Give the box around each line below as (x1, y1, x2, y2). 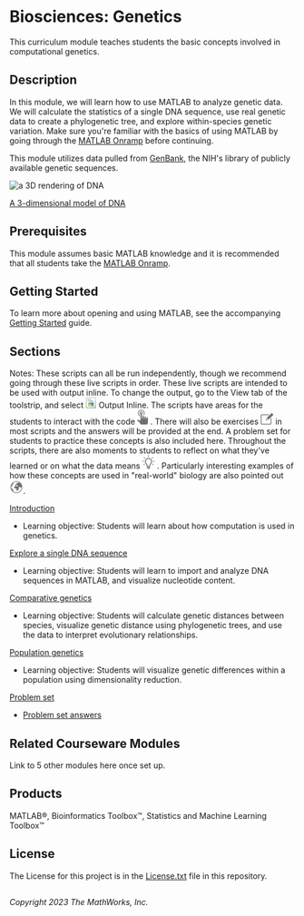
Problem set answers (22, 710, 103, 721)
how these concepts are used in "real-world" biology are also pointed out (9, 470, 284, 481)
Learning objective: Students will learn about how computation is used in (22, 520, 295, 532)
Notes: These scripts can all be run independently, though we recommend (9, 368, 288, 379)
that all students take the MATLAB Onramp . (9, 257, 171, 269)
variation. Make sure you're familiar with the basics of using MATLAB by (9, 125, 279, 136)
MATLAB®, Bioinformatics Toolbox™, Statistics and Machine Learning (9, 810, 268, 821)
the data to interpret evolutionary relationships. (22, 629, 198, 641)
